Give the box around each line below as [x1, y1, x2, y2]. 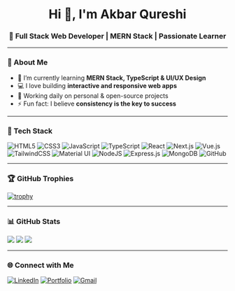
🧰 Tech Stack [7, 126, 53, 136]
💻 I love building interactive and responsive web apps [17, 81, 177, 90]
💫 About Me [7, 57, 48, 67]
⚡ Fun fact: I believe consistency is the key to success [17, 99, 177, 108]
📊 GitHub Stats [7, 217, 61, 227]
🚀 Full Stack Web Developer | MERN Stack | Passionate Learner [8, 31, 227, 41]
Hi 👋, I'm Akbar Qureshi [48, 6, 187, 22]
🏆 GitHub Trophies [7, 174, 74, 183]
